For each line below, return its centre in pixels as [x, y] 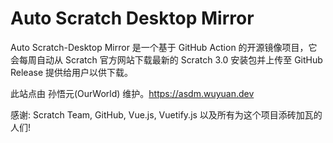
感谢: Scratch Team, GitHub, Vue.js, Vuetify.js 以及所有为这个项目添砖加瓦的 [166, 114]
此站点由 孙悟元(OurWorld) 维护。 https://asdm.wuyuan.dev [132, 93]
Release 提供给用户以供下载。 [72, 72]
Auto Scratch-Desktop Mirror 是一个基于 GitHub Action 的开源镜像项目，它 [164, 47]
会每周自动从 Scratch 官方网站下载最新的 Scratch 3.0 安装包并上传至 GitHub [166, 59]
